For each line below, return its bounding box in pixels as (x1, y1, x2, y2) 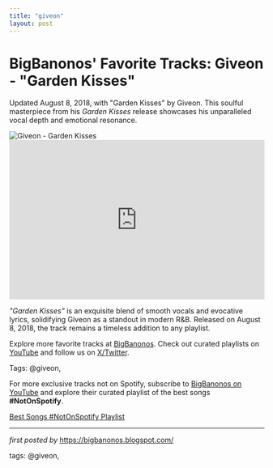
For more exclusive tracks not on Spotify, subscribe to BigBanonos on (9, 379, 242, 389)
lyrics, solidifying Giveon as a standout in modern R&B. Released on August (9, 315, 262, 325)
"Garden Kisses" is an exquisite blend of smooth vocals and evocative (9, 306, 244, 316)
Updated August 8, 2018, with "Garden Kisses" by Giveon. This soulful (9, 98, 244, 108)
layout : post (9, 19, 53, 28)
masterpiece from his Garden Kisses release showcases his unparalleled (9, 107, 252, 117)
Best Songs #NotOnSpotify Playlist (9, 412, 125, 422)
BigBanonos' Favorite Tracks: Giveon (9, 54, 264, 73)
